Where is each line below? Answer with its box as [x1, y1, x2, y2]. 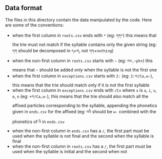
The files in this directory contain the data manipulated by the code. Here [5, 17, 152, 22]
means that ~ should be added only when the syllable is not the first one [12, 67, 157, 73]
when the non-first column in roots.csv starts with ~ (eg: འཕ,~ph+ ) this [12, 58, 153, 63]
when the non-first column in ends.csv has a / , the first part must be [12, 128, 150, 134]
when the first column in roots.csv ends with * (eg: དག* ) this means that [12, 32, 157, 38]
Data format [5, 4, 42, 12]
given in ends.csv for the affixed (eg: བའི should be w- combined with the [12, 108, 157, 114]
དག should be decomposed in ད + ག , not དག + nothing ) [12, 47, 114, 53]
